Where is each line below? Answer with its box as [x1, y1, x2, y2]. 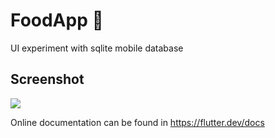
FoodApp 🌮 [10, 9, 104, 32]
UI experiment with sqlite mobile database [10, 42, 184, 54]
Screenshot [10, 71, 85, 88]
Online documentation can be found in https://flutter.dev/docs [10, 116, 265, 128]
